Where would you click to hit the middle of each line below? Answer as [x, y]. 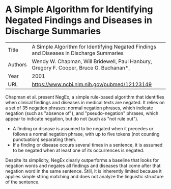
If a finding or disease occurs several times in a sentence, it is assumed [88, 145]
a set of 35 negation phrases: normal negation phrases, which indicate [79, 108]
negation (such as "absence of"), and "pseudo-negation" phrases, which [82, 113]
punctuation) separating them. [44, 139]
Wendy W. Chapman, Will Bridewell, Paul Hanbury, [92, 61]
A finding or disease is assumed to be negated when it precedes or [83, 128]
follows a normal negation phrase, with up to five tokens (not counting [86, 134]
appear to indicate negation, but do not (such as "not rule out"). [72, 119]
